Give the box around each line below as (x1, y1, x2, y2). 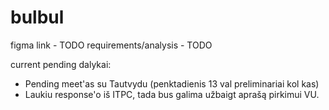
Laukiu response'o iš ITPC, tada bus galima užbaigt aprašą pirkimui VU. (24, 88, 320, 100)
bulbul (10, 6, 65, 29)
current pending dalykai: (10, 58, 112, 70)
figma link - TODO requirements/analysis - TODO (10, 39, 213, 51)
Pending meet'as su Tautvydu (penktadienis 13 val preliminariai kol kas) (24, 77, 320, 90)
